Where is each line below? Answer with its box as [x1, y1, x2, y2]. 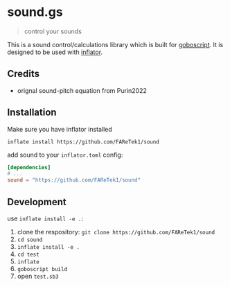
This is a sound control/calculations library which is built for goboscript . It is [7, 40, 224, 49]
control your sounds [24, 27, 82, 35]
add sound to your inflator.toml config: [7, 150, 123, 159]
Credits [7, 68, 40, 80]
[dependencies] [7, 164, 51, 171]
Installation [7, 107, 57, 119]
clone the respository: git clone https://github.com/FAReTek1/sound [17, 228, 215, 236]
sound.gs [7, 4, 64, 20]
